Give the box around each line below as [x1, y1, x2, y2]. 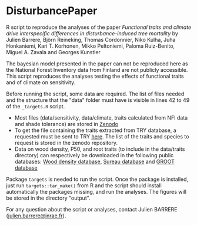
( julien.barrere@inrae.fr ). [6, 212, 66, 219]
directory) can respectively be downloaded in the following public [14, 151, 174, 158]
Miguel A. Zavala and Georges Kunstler [6, 48, 101, 55]
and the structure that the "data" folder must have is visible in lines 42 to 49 [6, 96, 190, 104]
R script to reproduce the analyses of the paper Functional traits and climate [6, 24, 192, 31]
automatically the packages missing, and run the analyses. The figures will [6, 188, 187, 195]
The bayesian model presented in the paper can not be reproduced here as [6, 60, 188, 67]
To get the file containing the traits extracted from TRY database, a [14, 127, 176, 134]
